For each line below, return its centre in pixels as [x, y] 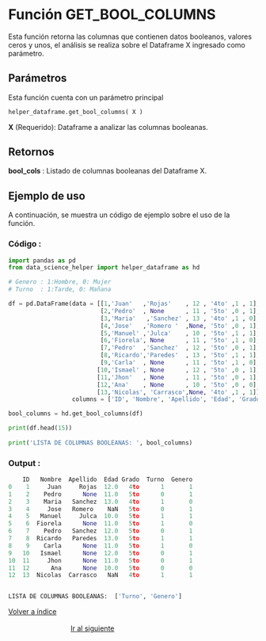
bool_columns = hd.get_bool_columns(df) [76, 414]
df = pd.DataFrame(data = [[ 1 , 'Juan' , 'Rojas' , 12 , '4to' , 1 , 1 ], [134, 304]
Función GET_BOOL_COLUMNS [112, 15]
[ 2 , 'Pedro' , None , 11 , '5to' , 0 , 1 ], [180, 311]
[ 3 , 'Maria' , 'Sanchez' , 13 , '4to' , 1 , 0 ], [180, 319]
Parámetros [38, 78]
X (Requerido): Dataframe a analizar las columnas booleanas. [108, 127]
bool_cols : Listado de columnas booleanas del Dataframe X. [108, 171]
